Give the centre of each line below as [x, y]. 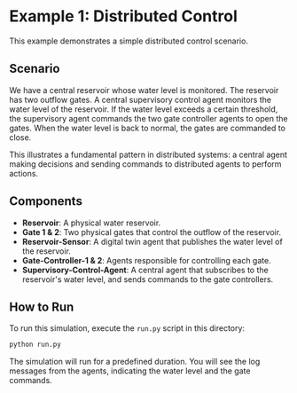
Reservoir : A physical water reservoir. [91, 223]
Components [46, 201]
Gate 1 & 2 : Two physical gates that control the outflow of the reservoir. [152, 232]
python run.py [35, 345]
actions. [23, 173]
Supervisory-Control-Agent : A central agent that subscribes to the [145, 270]
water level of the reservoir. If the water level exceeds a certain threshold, [144, 109]
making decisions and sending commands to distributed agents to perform [145, 164]
